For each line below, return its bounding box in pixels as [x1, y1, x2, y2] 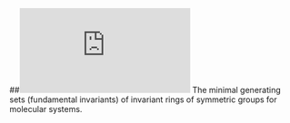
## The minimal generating [9, 85, 281, 95]
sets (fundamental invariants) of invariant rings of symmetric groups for [9, 94, 277, 105]
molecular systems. [9, 104, 83, 114]
